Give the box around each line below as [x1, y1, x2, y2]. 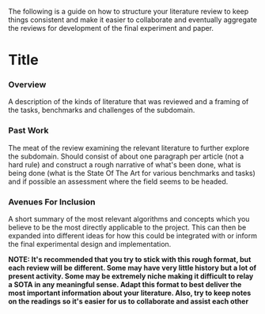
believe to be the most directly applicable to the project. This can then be [8, 222, 247, 232]
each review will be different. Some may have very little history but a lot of [8, 264, 257, 273]
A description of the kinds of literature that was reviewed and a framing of [8, 97, 249, 107]
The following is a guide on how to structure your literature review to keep [8, 7, 249, 16]
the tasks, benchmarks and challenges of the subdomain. [8, 106, 195, 115]
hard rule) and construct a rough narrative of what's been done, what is [8, 159, 241, 169]
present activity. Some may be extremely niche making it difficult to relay [8, 271, 254, 281]
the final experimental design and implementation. [8, 240, 172, 249]
